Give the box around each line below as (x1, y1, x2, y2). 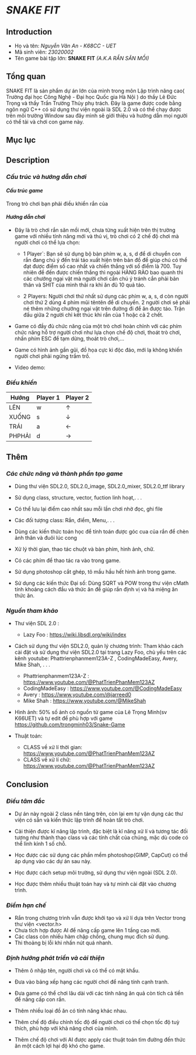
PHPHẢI (9, 432, 31, 440)
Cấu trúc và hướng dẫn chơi (6, 173, 87, 181)
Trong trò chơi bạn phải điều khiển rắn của (6, 200, 108, 207)
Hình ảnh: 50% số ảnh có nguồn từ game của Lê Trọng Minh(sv (14, 709, 167, 716)
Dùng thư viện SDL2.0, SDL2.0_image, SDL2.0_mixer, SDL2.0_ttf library (14, 482, 185, 489)
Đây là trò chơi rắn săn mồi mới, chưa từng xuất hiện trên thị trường (14, 226, 176, 233)
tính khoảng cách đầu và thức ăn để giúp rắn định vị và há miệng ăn (14, 585, 178, 592)
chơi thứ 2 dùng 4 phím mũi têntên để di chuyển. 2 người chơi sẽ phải (23, 299, 191, 306)
